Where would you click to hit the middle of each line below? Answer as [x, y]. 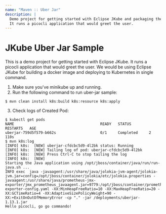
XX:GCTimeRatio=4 [23, 194]
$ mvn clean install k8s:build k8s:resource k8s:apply [63, 102]
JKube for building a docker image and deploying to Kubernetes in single [79, 72]
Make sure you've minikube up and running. [57, 87]
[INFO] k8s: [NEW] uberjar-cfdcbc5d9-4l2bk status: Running [69, 146]
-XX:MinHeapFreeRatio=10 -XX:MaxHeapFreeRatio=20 [104, 189]
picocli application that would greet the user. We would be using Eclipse [78, 67]
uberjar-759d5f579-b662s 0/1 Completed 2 [78, 133]
